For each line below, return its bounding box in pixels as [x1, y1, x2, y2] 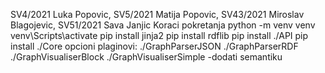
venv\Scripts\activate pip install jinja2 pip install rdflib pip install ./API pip [10, 30, 309, 41]
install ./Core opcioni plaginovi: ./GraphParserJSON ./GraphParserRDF [10, 40, 299, 52]
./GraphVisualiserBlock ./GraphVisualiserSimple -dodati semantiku [10, 51, 283, 63]
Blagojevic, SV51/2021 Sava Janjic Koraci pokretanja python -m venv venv [10, 19, 316, 31]
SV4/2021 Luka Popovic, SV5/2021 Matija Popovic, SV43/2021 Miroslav [10, 9, 305, 20]
